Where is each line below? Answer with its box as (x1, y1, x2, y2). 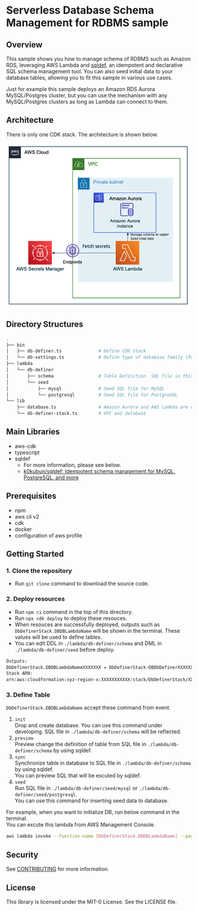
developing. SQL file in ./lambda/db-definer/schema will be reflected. (14, 728, 181, 736)
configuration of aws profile (14, 532, 82, 539)
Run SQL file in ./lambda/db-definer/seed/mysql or (14, 785, 138, 792)
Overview (6, 40, 43, 50)
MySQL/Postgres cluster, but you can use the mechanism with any (6, 92, 168, 99)
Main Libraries (6, 427, 60, 437)
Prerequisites (6, 491, 57, 501)
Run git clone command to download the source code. (14, 580, 150, 587)
